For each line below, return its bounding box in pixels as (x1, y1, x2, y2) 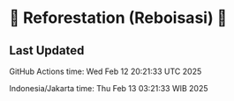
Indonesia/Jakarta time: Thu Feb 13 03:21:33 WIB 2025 (9, 83, 209, 93)
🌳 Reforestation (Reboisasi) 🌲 (9, 8, 228, 28)
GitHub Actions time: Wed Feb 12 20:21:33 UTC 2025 (9, 66, 202, 76)
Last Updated (9, 43, 85, 58)
